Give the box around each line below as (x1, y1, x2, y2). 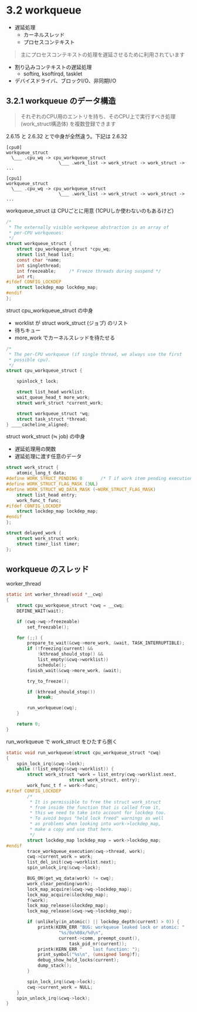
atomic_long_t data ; (16, 470, 67, 476)
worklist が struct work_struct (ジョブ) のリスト (14, 319, 128, 326)
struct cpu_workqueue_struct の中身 (6, 307, 94, 314)
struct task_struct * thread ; (16, 416, 88, 422)
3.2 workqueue (6, 4, 82, 17)
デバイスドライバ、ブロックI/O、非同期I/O (14, 77, 117, 84)
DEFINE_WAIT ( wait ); (16, 608, 64, 614)
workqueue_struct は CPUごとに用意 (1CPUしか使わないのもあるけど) (6, 207, 174, 214)
